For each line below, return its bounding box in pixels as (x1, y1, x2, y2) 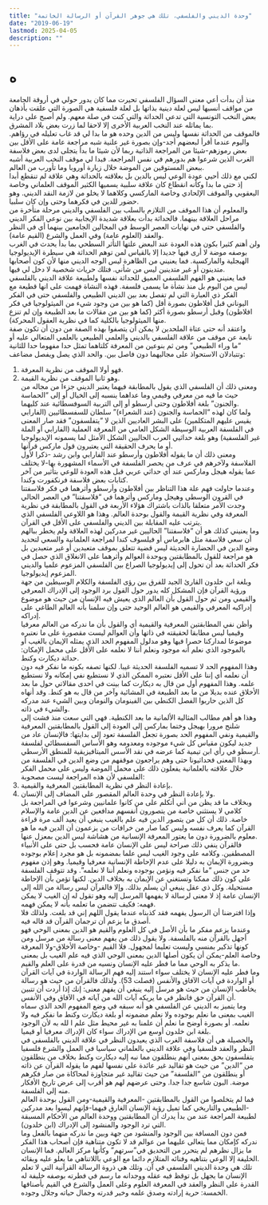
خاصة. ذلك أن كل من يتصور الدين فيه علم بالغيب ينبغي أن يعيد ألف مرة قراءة (20, 815, 248, 824)
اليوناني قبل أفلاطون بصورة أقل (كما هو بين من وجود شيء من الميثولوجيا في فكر (9, 299, 249, 308)
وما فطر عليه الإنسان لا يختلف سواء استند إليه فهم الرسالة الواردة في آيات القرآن (20, 967, 260, 977)
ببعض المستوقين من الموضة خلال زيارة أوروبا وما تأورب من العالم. (9, 163, 205, 172)
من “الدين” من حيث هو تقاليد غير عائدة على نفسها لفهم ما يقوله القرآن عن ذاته (20, 1060, 254, 1070)
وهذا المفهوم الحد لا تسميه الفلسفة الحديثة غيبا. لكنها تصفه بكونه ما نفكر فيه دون (20, 662, 258, 672)
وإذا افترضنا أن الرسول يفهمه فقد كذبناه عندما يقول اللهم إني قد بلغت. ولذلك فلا (20, 908, 256, 918)
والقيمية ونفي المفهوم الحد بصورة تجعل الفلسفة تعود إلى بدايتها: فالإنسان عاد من (20, 730, 259, 739)
